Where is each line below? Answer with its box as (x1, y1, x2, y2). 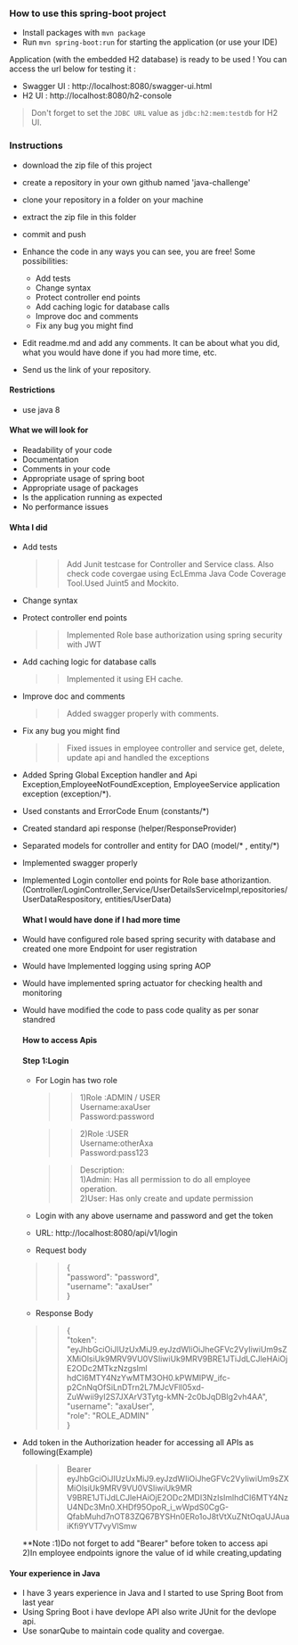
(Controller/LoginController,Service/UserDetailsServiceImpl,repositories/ (21, 884, 288, 895)
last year (21, 1597, 54, 1608)
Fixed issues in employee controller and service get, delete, (66, 743, 286, 753)
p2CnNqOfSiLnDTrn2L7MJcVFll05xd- (66, 1382, 205, 1393)
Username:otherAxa (79, 1138, 154, 1148)
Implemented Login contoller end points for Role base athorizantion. (21, 875, 271, 885)
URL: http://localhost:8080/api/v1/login (35, 1228, 178, 1238)
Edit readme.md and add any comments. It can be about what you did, (21, 337, 280, 348)
